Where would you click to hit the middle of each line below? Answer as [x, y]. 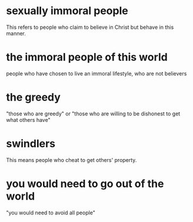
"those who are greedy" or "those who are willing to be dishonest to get [93, 114]
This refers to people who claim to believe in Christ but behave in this [90, 27]
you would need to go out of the [85, 183]
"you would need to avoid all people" [51, 213]
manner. [16, 33]
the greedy [33, 97]
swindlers [31, 144]
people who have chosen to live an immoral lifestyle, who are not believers [96, 73]
